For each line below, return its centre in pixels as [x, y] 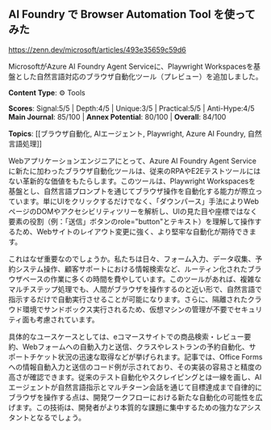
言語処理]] [25, 143]
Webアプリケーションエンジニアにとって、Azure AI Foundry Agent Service [132, 161]
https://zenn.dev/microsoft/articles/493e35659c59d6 [98, 49]
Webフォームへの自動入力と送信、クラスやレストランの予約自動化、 [136, 347]
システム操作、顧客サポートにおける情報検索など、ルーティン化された [131, 268]
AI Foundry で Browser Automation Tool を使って [132, 15]
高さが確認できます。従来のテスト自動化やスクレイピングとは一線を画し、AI [135, 377]
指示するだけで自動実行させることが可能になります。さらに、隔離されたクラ [135, 299]
